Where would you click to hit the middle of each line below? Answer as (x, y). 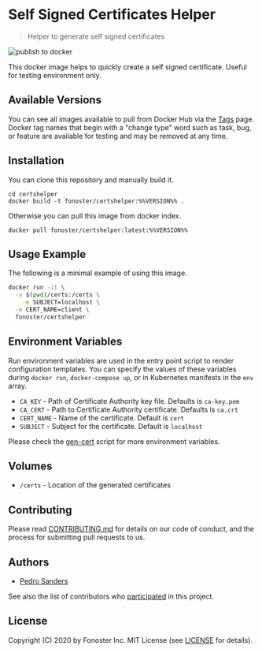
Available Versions (55, 100)
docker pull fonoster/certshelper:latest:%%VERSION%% (98, 230)
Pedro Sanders (44, 581)
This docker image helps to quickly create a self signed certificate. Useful (128, 67)
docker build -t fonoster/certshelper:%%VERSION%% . (96, 201)
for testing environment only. (55, 75)
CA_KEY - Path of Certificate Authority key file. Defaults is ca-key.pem (129, 401)
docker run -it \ (37, 288)
